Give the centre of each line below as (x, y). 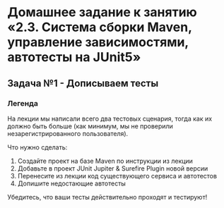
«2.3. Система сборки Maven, (100, 27)
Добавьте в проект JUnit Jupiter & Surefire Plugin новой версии (113, 168)
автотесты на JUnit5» (74, 57)
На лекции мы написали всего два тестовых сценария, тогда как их (110, 118)
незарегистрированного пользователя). (68, 133)
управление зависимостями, (98, 42)
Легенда (23, 103)
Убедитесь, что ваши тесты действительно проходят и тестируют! (107, 197)
